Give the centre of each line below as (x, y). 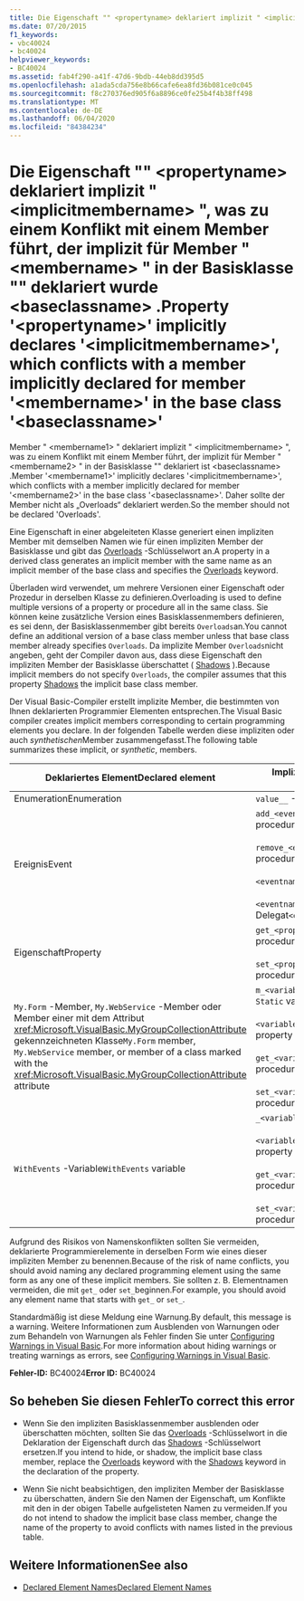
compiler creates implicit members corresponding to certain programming (147, 720)
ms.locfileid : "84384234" (58, 128)
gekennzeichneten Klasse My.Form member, (105, 1040)
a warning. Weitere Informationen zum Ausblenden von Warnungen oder (144, 1326)
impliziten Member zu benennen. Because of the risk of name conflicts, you (149, 1261)
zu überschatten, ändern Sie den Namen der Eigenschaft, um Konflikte (154, 1498)
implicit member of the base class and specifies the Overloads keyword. (144, 570)
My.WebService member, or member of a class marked (128, 1052)
